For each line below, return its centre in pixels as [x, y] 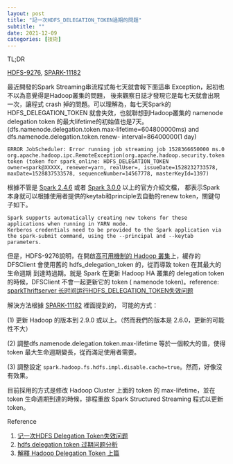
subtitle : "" [26, 26]
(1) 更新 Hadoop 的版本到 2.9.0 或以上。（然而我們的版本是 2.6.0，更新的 [110, 320]
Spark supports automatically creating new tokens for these [97, 218]
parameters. [24, 242]
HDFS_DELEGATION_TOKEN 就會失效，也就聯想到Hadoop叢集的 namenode [115, 113]
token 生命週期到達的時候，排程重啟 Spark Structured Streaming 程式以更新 [115, 399]
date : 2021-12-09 [32, 33]
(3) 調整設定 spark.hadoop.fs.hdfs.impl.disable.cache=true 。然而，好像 [112, 367]
